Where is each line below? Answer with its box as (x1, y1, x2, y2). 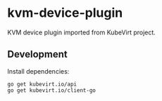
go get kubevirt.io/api (7, 81, 77, 88)
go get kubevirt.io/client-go (7, 86, 96, 94)
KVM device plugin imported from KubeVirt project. (7, 28, 156, 36)
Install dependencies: (7, 67, 70, 75)
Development (7, 48, 68, 60)
